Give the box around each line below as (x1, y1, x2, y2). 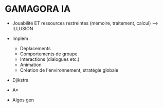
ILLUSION (12, 25, 33, 31)
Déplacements (20, 45, 51, 51)
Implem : (12, 35, 31, 41)
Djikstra (12, 77, 29, 83)
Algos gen (12, 97, 34, 103)
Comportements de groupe (20, 51, 78, 57)
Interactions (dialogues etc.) (20, 56, 80, 62)
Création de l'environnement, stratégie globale (20, 67, 119, 73)
